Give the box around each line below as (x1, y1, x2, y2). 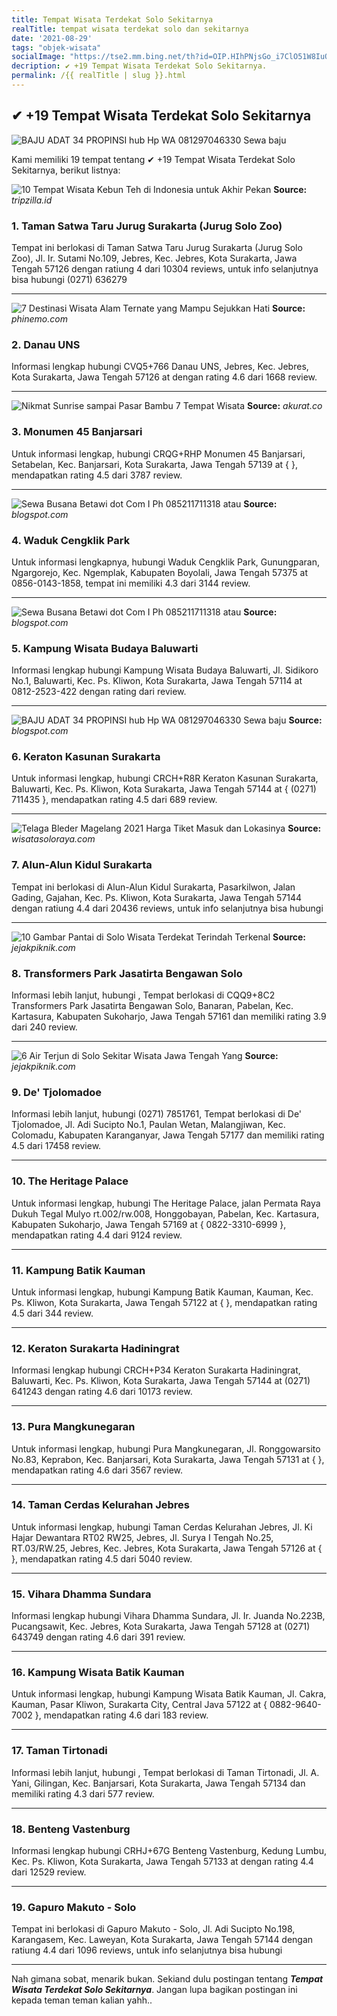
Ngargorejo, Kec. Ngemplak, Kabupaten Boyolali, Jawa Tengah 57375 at (11, 566, 309, 578)
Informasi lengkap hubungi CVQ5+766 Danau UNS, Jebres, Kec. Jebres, (11, 361, 309, 373)
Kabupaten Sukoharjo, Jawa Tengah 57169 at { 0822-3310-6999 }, (11, 1218, 287, 1230)
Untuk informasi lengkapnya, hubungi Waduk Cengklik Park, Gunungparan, (11, 556, 320, 568)
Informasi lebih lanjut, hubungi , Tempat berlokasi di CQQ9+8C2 (11, 989, 276, 1001)
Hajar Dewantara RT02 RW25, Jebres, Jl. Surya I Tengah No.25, (11, 1531, 274, 1543)
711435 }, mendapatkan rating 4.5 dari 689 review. (11, 794, 218, 806)
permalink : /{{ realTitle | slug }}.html (11, 71, 187, 81)
